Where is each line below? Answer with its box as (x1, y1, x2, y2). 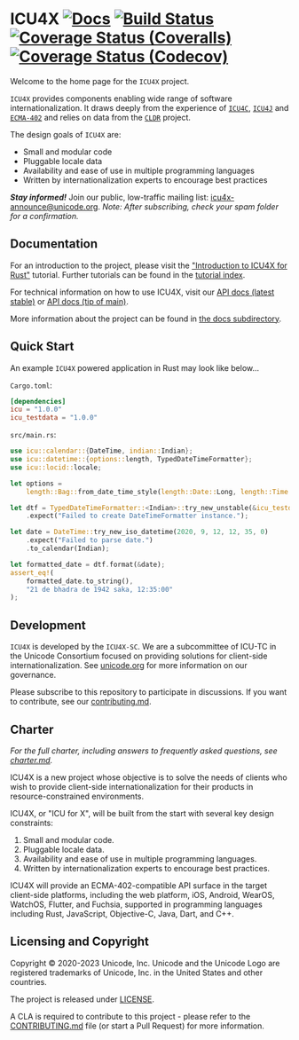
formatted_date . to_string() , (26, 577, 134, 586)
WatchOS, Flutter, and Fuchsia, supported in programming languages (10, 899, 263, 910)
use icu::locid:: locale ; (10, 462, 102, 472)
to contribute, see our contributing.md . (10, 697, 152, 707)
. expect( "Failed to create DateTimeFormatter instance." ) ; (26, 511, 249, 521)
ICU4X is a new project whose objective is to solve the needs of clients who (10, 772, 287, 783)
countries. (10, 976, 47, 987)
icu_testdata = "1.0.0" (10, 414, 98, 422)
